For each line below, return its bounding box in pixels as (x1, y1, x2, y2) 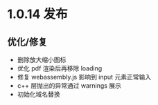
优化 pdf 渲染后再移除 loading (17, 64, 103, 73)
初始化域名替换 (17, 90, 60, 98)
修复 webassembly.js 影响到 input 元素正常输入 (17, 73, 151, 81)
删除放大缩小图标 (17, 56, 67, 64)
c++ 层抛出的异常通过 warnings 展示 (17, 82, 121, 90)
